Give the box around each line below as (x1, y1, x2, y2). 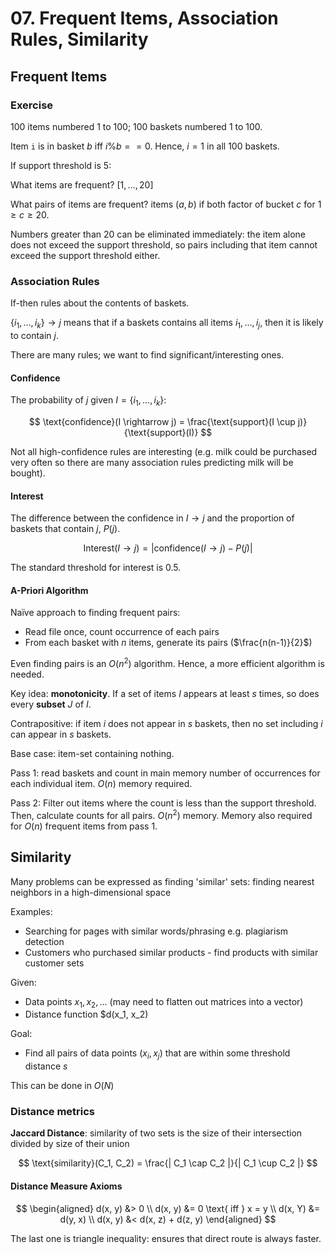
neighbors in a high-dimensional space (10, 886, 172, 898)
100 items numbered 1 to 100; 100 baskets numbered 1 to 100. (10, 120, 263, 132)
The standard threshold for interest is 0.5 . (10, 562, 182, 574)
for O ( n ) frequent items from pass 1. (10, 820, 158, 832)
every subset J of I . (10, 698, 92, 711)
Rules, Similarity (10, 28, 149, 51)
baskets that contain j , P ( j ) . (10, 523, 121, 535)
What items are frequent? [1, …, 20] (10, 178, 154, 191)
